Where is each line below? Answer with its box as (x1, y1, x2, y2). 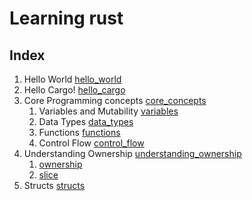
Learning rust (9, 7, 124, 30)
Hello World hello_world (23, 73, 122, 85)
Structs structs (23, 180, 86, 191)
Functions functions (38, 127, 121, 138)
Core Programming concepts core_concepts (23, 95, 207, 106)
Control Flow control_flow (38, 137, 145, 149)
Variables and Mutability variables (38, 105, 179, 117)
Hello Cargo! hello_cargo (23, 84, 126, 96)
